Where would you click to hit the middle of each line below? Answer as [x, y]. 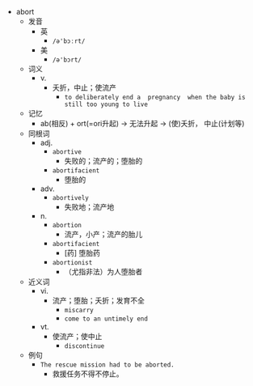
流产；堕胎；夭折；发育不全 [99, 300]
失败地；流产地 [89, 207]
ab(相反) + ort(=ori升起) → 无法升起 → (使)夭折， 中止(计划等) [142, 123]
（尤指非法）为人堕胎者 [103, 271]
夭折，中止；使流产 [84, 87]
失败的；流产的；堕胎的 [103, 161]
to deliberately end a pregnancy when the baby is [155, 97]
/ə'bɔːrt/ [69, 41]
